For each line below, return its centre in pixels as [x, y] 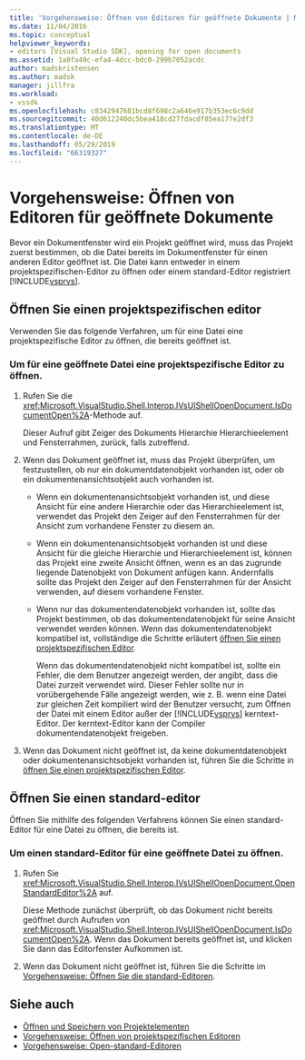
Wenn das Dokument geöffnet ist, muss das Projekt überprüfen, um [148, 460]
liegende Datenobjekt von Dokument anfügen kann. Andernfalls [155, 572]
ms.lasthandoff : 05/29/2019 [63, 144]
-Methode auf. [116, 415]
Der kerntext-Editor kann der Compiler [134, 723]
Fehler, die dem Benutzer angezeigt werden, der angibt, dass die [157, 675]
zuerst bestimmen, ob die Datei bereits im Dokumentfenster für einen [138, 252]
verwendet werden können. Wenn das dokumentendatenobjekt [154, 629]
